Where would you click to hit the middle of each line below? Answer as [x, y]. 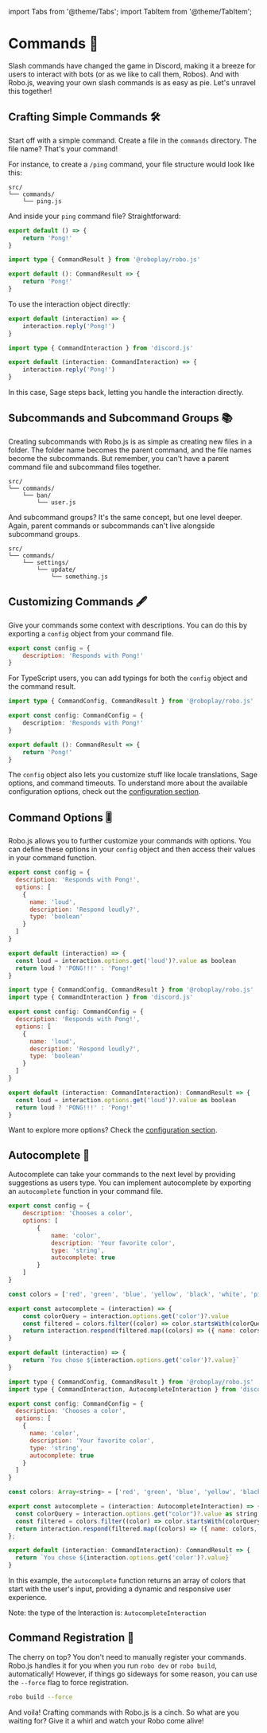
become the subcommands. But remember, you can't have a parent [118, 458]
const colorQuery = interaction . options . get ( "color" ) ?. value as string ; [138, 1514]
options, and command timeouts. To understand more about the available [128, 783]
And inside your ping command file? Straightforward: [95, 216]
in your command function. [52, 858]
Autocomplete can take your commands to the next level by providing [122, 1175]
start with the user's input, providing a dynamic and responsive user [120, 1589]
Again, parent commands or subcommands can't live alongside [112, 526]
